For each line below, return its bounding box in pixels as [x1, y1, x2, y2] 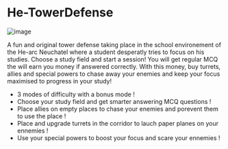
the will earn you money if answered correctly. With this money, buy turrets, [7, 62, 221, 70]
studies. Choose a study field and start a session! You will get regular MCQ [7, 55, 218, 63]
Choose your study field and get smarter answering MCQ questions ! [16, 97, 212, 105]
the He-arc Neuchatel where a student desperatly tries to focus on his [7, 48, 205, 56]
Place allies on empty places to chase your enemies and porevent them [16, 105, 219, 113]
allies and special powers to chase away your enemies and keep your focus [7, 70, 220, 78]
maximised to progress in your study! [7, 77, 112, 85]
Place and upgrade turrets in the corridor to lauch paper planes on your [16, 119, 219, 127]
